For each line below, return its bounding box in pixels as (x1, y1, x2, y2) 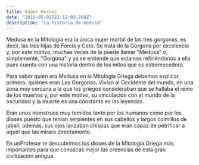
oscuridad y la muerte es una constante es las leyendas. (6, 98, 144, 105)
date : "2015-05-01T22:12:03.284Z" (6, 14, 92, 20)
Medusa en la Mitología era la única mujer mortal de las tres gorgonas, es (6, 36, 186, 43)
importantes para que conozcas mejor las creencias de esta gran (6, 146, 166, 153)
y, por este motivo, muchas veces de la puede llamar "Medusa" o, (6, 49, 168, 56)
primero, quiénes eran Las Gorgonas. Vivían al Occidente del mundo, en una (6, 79, 194, 86)
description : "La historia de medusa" (6, 20, 102, 26)
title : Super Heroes (6, 8, 58, 15)
